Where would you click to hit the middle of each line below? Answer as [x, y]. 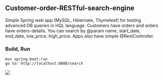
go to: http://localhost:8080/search [44, 64]
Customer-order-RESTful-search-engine [70, 8]
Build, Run [18, 49]
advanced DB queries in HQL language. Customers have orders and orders [82, 25]
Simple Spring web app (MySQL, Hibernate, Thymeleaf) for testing [73, 20]
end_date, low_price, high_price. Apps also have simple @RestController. [80, 36]
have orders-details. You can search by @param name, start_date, [73, 31]
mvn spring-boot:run [27, 59]
